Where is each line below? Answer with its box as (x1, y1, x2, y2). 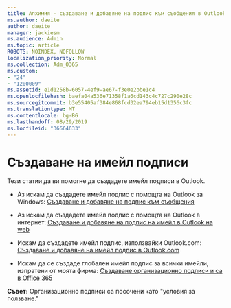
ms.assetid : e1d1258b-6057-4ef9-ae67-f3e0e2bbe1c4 (7, 86, 155, 93)
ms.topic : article (7, 42, 60, 49)
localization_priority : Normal (7, 55, 97, 62)
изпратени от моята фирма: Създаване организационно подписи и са (16, 267, 223, 275)
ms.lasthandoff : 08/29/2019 (7, 118, 88, 126)
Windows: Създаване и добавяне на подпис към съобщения (16, 198, 195, 206)
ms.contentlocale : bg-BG (7, 112, 78, 119)
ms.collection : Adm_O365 (7, 61, 78, 68)
